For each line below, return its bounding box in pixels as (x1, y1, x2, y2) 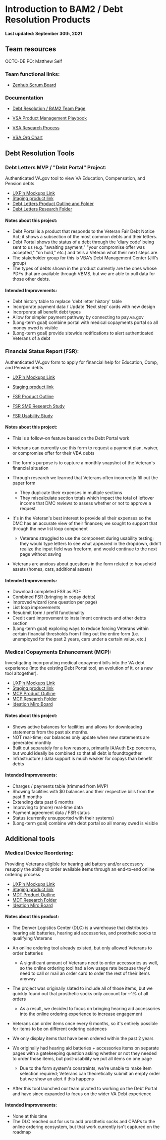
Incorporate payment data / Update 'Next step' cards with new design (12, 304, 155, 310)
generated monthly (12, 739, 52, 745)
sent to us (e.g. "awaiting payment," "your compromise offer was (12, 244, 145, 250)
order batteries (12, 950, 43, 956)
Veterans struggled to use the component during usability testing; (19, 535, 154, 541)
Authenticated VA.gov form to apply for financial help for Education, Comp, (5, 359, 159, 365)
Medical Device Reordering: (5, 849, 73, 856)
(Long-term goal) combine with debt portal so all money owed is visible (12, 820, 158, 826)
